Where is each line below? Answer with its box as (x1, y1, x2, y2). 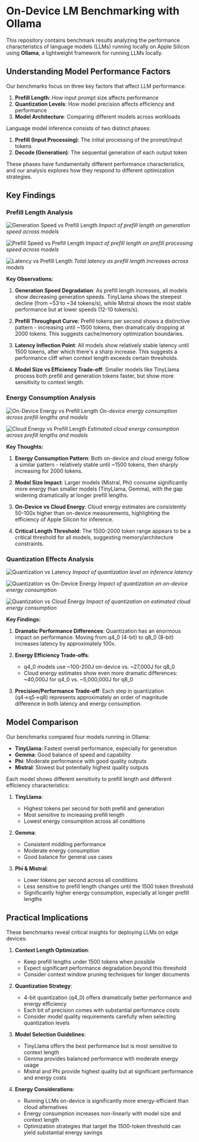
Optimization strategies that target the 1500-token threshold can (23, 1122, 181, 1129)
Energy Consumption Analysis (6, 394, 96, 402)
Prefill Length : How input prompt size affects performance (14, 94, 159, 101)
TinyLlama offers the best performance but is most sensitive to (23, 1042, 178, 1050)
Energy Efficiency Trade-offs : (14, 652, 90, 659)
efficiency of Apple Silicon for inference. (14, 516, 114, 523)
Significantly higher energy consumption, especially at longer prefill (23, 889, 189, 896)
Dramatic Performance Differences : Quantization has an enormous (14, 628, 181, 635)
